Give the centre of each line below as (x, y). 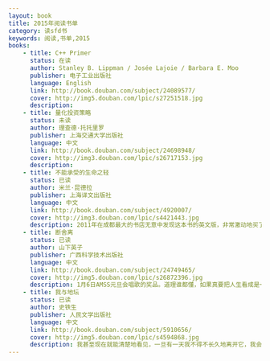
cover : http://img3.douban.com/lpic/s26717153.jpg (116, 158)
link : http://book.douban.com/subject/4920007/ (111, 210)
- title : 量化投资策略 (57, 113)
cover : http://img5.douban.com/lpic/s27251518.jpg (116, 98)
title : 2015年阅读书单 (43, 23)
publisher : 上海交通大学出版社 (76, 135)
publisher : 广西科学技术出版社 (76, 255)
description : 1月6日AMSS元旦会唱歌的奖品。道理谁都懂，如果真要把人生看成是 (145, 285)
